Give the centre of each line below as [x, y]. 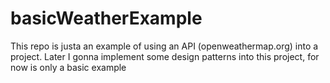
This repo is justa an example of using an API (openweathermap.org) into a [164, 46]
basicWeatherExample [106, 18]
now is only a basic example [68, 67]
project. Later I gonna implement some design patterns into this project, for [165, 56]
